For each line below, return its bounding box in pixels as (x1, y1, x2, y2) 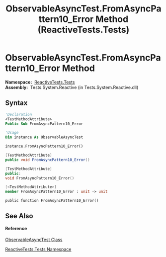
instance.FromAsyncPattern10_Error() (5, 144, 83, 149)
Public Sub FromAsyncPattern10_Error (5, 121, 83, 126)
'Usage (5, 130, 19, 135)
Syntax (5, 99, 28, 107)
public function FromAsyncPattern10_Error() (5, 198, 99, 203)
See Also (5, 212, 33, 220)
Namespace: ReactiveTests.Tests (5, 79, 75, 85)
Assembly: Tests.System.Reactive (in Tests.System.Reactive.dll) (5, 84, 139, 90)
